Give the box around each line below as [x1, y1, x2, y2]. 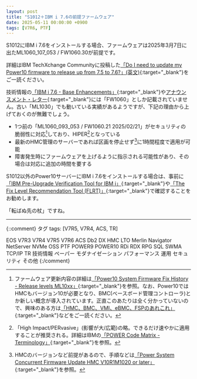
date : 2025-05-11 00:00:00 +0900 [6, 19, 88, 25]
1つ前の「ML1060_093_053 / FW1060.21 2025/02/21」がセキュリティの [14, 123, 186, 130]
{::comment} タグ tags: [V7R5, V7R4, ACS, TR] [6, 225, 118, 232]
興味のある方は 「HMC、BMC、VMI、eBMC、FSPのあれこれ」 [25, 304, 176, 311]
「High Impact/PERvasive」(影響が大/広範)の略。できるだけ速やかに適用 [14, 324, 190, 331]
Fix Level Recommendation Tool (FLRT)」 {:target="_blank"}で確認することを [6, 187, 191, 194]
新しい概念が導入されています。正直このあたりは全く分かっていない [19, 297, 184, 304]
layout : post [6, 8, 38, 15]
